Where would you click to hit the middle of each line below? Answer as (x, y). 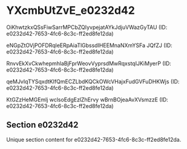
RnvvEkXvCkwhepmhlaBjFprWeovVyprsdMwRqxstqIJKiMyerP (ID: (89, 63)
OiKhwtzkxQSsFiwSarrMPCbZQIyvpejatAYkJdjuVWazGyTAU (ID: (87, 27)
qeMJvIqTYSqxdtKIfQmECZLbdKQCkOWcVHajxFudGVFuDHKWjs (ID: (93, 81)
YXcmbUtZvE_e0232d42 (71, 11)
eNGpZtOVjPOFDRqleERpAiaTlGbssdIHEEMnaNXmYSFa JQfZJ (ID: (89, 45)
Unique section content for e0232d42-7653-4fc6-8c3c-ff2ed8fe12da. (94, 139)
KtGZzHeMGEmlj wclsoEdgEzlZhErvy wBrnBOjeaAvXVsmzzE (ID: (87, 100)
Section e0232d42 (42, 125)
